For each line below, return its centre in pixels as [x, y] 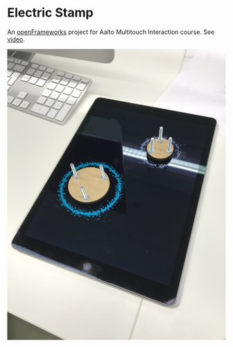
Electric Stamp [50, 13]
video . [16, 39]
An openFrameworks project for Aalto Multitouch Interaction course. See [111, 32]
